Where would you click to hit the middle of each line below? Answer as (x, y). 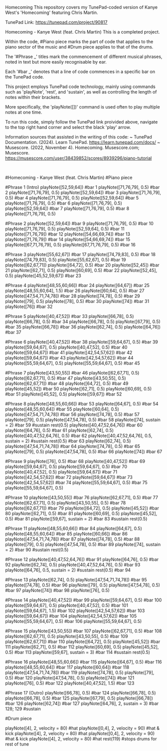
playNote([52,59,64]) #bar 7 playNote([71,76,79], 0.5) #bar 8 (67, 208)
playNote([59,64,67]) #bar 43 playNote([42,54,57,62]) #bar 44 (69, 358)
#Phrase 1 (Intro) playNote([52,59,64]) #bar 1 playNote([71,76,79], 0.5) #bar (83, 187)
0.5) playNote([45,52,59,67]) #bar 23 (43, 275)
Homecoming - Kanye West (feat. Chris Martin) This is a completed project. (83, 32)
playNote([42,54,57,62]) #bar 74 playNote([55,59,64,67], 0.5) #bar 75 (77, 482)
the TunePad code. (25, 77)
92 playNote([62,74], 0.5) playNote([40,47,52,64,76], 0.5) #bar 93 (73, 565)
